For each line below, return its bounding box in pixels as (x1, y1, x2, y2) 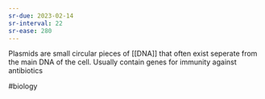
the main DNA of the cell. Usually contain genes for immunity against (8, 57, 238, 67)
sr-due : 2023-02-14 (8, 11, 74, 20)
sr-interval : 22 (8, 19, 63, 27)
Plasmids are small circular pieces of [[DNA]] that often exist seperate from (8, 49, 258, 59)
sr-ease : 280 (8, 27, 52, 35)
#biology (8, 81, 38, 91)
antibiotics (8, 66, 43, 76)
